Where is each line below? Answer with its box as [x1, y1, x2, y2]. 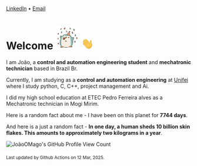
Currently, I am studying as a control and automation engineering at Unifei [6, 76, 188, 83]
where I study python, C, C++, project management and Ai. [6, 82, 149, 89]
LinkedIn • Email [6, 5, 46, 12]
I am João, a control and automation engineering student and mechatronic [6, 58, 191, 65]
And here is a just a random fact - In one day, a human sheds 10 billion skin [6, 123, 190, 130]
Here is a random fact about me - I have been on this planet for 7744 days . [6, 111, 188, 118]
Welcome [6, 39, 54, 52]
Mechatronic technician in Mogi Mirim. [6, 100, 99, 107]
